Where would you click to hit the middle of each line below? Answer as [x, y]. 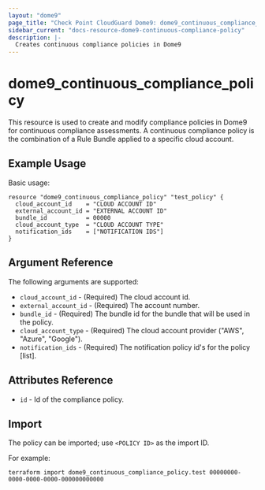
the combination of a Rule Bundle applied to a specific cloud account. [121, 139]
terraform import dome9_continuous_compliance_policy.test [107, 473]
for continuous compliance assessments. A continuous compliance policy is [131, 131]
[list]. [28, 355]
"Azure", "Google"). [51, 339]
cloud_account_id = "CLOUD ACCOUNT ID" [86, 204]
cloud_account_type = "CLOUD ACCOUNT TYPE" [90, 225]
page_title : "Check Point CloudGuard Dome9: [82, 23]
